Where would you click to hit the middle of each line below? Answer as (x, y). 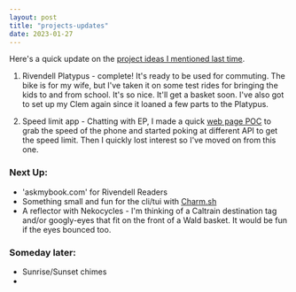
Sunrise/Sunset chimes (64, 272)
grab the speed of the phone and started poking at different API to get (150, 131)
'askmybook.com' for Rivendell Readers (95, 192)
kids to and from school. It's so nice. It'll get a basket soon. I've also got (153, 95)
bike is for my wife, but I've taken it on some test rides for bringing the (150, 86)
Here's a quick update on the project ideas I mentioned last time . (127, 59)
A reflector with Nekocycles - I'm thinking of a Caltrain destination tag (149, 211)
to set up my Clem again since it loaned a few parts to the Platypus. (145, 104)
